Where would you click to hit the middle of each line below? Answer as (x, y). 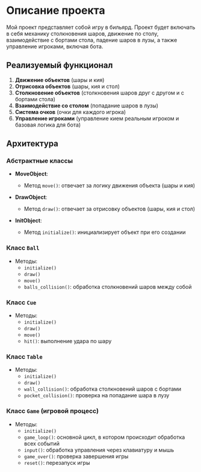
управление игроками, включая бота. (55, 46)
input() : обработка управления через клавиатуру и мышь (99, 450)
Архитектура (32, 144)
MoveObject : (31, 174)
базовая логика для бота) (48, 125)
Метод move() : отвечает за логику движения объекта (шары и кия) (110, 186)
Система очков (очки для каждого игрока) (70, 112)
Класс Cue (21, 302)
